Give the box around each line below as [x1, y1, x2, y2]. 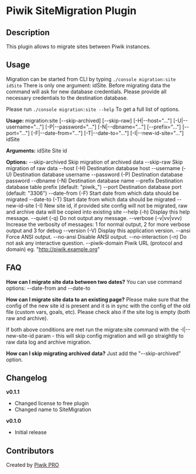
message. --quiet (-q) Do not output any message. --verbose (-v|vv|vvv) [6, 214, 183, 221]
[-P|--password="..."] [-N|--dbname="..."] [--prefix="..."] [45, 123, 181, 130]
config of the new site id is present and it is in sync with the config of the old [6, 302, 191, 309]
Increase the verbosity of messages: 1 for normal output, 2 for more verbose [6, 221, 190, 228]
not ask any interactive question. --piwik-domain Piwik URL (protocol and [6, 239, 183, 246]
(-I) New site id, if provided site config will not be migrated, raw [35, 202, 188, 209]
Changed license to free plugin [14, 400, 90, 407]
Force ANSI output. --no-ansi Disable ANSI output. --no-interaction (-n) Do [6, 233, 187, 240]
